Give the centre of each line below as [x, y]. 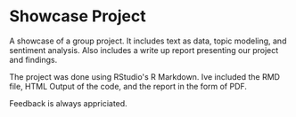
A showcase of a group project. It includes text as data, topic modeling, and [148, 41]
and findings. [33, 59]
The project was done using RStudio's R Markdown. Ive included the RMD [145, 76]
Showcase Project [78, 16]
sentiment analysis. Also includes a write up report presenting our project [144, 50]
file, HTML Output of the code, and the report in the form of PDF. [128, 86]
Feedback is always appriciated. [68, 103]
